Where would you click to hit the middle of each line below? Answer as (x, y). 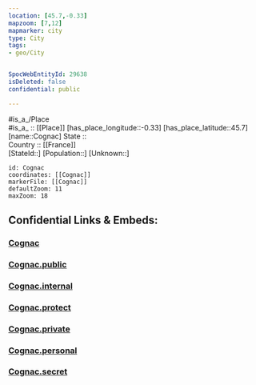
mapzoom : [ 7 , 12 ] (35, 23)
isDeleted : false (37, 82)
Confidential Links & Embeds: (83, 221)
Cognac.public (38, 264)
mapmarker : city (35, 30)
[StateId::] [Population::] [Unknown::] (69, 153)
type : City (26, 38)
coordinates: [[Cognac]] (50, 174)
